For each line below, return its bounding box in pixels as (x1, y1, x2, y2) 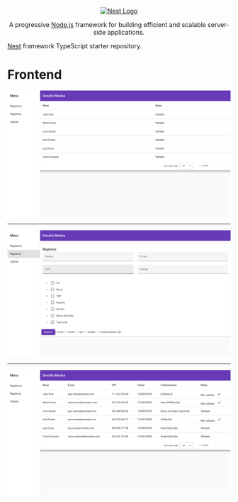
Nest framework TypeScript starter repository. (7, 42, 142, 50)
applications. (107, 28, 145, 36)
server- (208, 21, 229, 28)
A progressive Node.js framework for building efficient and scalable (8, 21, 207, 28)
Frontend (7, 67, 62, 83)
